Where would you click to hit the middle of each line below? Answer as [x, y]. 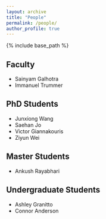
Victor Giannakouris [39, 131]
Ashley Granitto [34, 204]
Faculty [21, 64]
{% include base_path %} [38, 46]
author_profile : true [33, 28]
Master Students [38, 157]
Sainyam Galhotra [37, 79]
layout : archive [26, 12]
